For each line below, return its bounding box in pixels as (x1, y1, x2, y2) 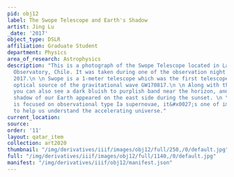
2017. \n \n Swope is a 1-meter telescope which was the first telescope (13, 75, 229, 82)
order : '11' (7, 127, 42, 134)
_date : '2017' (7, 29, 49, 37)
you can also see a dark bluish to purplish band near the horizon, (13, 88, 217, 95)
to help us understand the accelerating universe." (13, 107, 167, 114)
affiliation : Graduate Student (7, 43, 98, 49)
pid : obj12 (7, 10, 39, 17)
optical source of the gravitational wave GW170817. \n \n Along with (13, 82, 219, 88)
